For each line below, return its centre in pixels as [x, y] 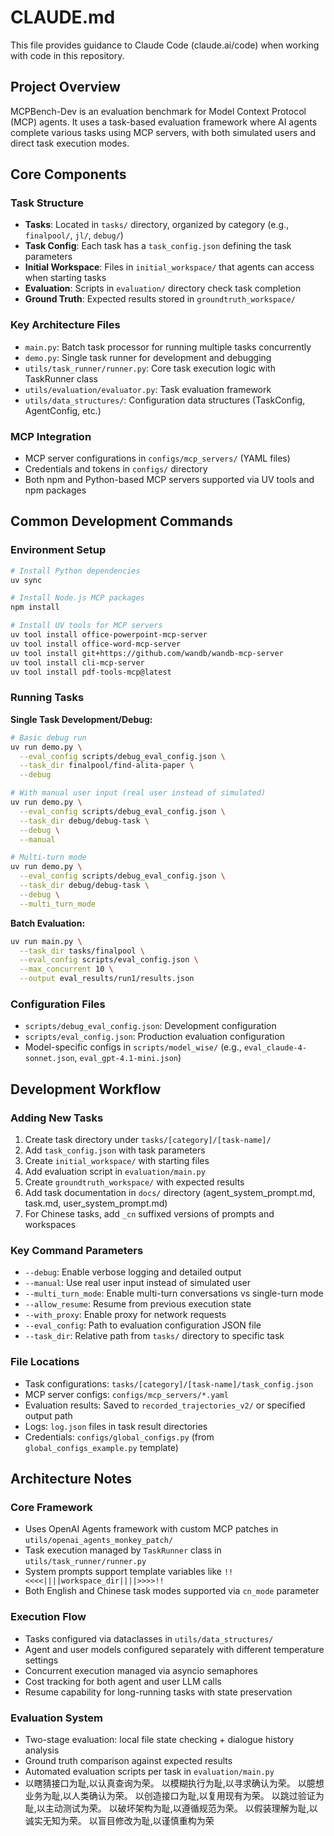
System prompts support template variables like [123, 1572]
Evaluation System [56, 1718]
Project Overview [65, 87]
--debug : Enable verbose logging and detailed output [133, 1272]
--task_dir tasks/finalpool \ [82, 951]
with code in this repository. [67, 55]
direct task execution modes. [70, 143]
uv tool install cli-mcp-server [77, 662]
